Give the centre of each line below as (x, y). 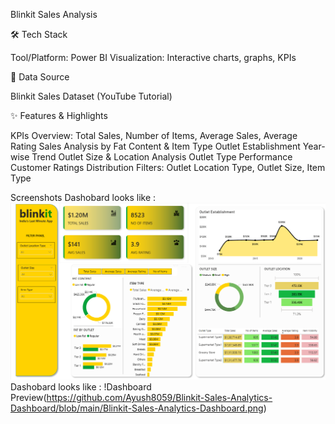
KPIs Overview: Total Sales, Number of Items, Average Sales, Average (154, 135)
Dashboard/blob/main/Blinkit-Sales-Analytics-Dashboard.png (137, 408)
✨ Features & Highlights (59, 115)
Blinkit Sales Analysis (54, 14)
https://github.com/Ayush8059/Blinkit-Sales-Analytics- (159, 397)
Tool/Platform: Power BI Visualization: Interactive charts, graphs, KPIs (153, 57)
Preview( (28, 397)
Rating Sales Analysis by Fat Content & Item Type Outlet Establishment (155, 146)
